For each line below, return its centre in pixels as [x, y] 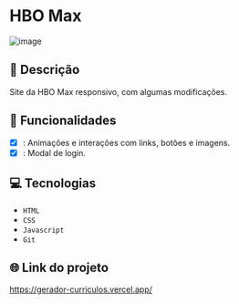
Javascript [43, 230]
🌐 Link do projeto [59, 267]
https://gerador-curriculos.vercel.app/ [81, 289]
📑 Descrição [45, 70]
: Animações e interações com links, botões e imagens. [126, 142]
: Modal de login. [54, 152]
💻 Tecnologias [53, 183]
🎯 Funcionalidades [63, 121]
